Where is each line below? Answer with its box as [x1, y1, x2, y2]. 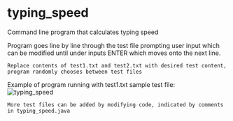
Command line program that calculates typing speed [7, 28, 159, 36]
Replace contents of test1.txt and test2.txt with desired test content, [7, 62, 227, 69]
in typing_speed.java [7, 107, 71, 114]
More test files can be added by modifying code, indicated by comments [7, 101, 224, 108]
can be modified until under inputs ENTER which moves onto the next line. [7, 49, 221, 57]
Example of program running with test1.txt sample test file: [7, 80, 176, 88]
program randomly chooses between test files [7, 68, 142, 75]
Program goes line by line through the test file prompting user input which [7, 41, 220, 49]
